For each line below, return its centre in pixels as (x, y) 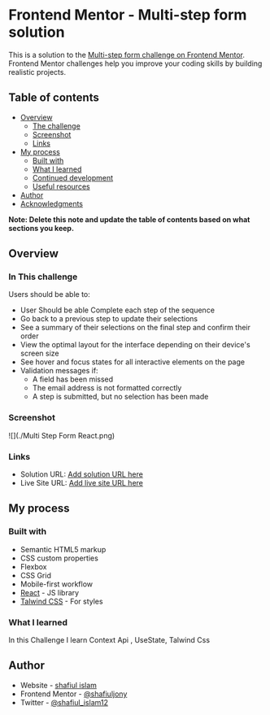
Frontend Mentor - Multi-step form (128, 15)
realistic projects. (37, 72)
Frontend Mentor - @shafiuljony (74, 694)
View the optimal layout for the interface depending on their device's (135, 345)
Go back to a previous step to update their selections (109, 319)
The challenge (57, 126)
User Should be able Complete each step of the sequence (118, 310)
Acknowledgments (52, 203)
